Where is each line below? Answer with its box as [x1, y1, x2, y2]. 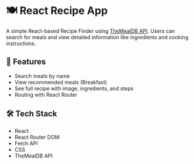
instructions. [6, 40, 36, 47]
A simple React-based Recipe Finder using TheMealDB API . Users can [6, 27, 175, 35]
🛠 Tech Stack [6, 109, 57, 119]
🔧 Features [6, 57, 46, 67]
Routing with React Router [14, 91, 78, 98]
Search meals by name [14, 72, 70, 79]
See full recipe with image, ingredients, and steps [14, 85, 134, 92]
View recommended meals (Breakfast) [14, 78, 108, 86]
